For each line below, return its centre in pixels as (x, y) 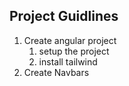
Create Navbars (56, 72)
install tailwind (68, 61)
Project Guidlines (64, 16)
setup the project (74, 51)
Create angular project (70, 40)
